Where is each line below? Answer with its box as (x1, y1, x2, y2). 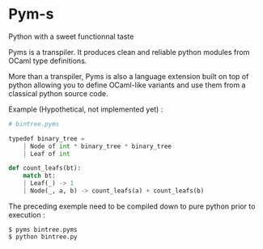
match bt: (23, 171, 57, 180)
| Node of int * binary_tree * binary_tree (23, 142, 172, 150)
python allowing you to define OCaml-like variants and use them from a (8, 80, 246, 90)
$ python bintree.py (8, 232, 78, 241)
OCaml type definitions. (8, 56, 87, 65)
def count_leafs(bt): (8, 164, 82, 172)
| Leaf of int (23, 150, 70, 158)
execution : (8, 209, 46, 219)
